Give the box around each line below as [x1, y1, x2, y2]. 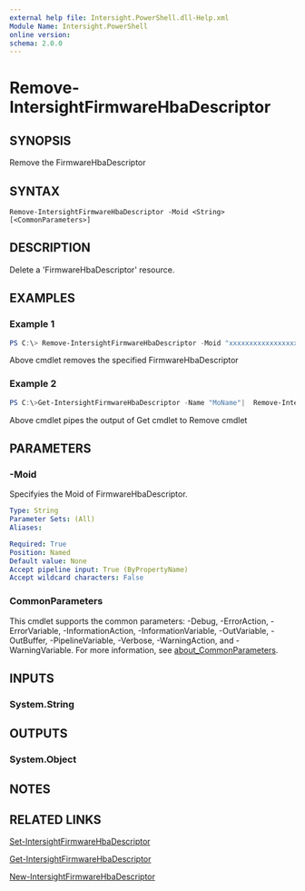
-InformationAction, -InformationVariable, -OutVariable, [63, 625, 270, 636]
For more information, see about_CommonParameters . [75, 644, 279, 655]
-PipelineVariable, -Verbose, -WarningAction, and [49, 635, 234, 646]
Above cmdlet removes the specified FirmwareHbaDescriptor [9, 355, 239, 366]
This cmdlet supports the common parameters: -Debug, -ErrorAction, [9, 615, 270, 627]
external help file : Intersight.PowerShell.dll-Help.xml [9, 13, 230, 23]
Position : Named [9, 548, 71, 557]
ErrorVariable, [9, 625, 62, 636]
